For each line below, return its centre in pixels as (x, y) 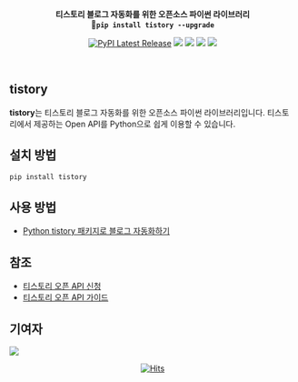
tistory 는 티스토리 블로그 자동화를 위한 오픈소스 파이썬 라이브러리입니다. (137, 112)
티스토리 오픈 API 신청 (62, 286)
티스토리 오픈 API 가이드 (65, 297)
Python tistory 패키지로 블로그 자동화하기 (96, 231)
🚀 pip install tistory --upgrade (153, 25)
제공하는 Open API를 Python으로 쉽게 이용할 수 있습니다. (134, 124)
